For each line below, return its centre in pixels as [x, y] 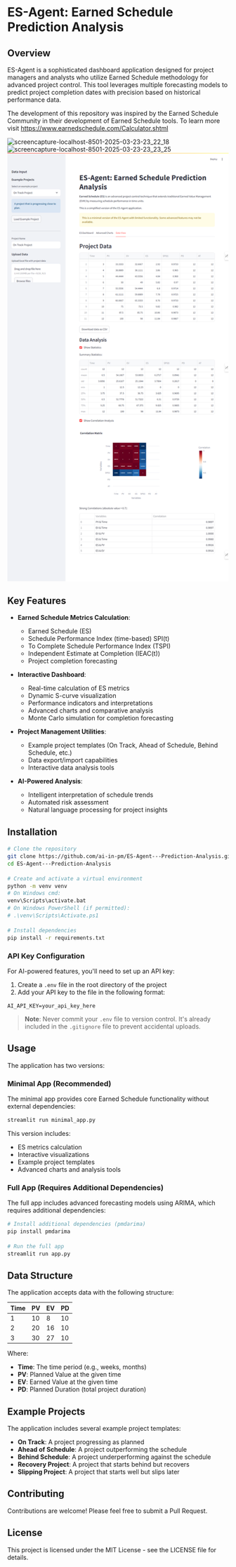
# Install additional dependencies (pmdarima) [77, 1224]
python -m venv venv [38, 886]
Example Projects [46, 1411]
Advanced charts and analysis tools [69, 1169]
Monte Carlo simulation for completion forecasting [101, 718]
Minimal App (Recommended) [59, 1083]
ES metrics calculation [50, 1147]
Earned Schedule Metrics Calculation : [74, 618]
